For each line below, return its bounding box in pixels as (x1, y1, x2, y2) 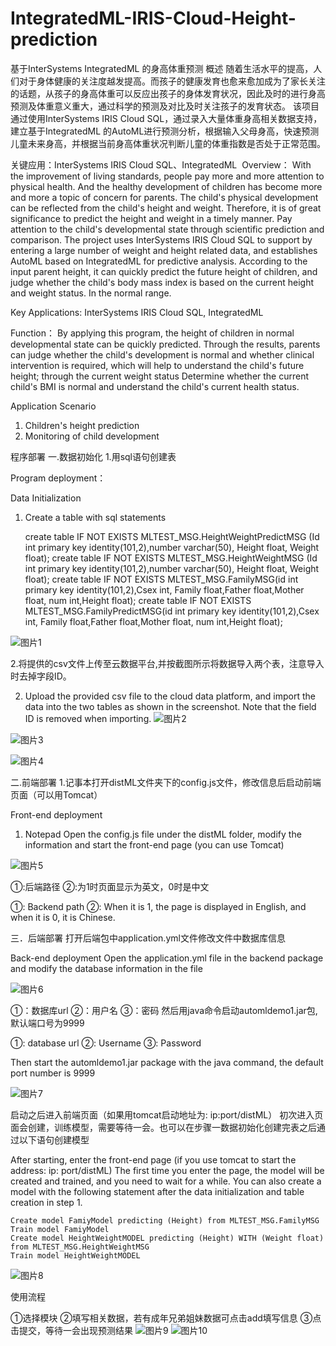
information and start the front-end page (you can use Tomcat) (24, 838, 285, 851)
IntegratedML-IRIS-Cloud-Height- (10, 7, 297, 30)
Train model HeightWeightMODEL (10, 1250, 141, 1261)
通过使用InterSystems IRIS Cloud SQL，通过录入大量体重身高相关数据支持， (10, 112, 323, 124)
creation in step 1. (10, 1196, 83, 1208)
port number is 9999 (10, 1067, 96, 1079)
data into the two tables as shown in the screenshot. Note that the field (24, 700, 317, 712)
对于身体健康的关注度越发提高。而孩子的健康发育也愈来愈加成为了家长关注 (18, 75, 326, 87)
